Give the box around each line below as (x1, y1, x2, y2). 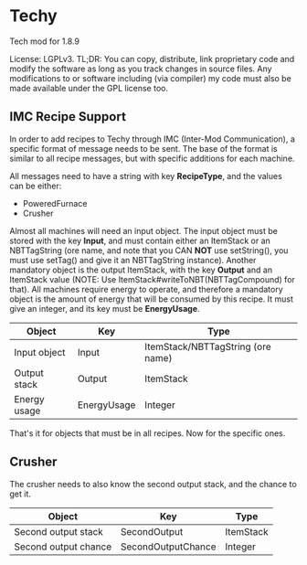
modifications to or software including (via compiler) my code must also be (9, 72, 292, 83)
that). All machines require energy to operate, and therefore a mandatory (9, 283, 283, 294)
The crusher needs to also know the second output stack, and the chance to (9, 478, 297, 489)
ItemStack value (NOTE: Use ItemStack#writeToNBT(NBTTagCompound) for (9, 273, 295, 284)
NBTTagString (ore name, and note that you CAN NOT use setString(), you (9, 244, 289, 256)
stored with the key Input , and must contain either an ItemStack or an (9, 235, 271, 246)
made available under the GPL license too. (9, 82, 169, 93)
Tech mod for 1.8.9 (9, 36, 80, 47)
